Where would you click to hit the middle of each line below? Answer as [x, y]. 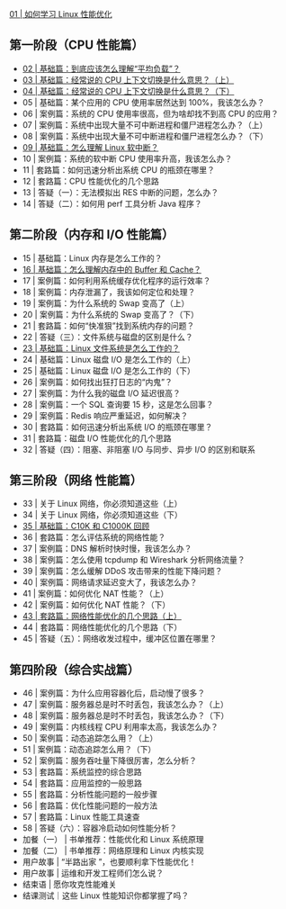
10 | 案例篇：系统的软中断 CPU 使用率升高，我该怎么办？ [127, 158]
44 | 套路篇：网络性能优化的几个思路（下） [102, 627]
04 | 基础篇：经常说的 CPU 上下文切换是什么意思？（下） [128, 91]
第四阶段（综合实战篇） [74, 670]
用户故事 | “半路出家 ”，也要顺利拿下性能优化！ [109, 862]
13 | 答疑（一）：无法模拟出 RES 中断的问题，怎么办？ [120, 192]
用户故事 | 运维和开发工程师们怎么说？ [93, 873]
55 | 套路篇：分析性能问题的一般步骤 [89, 795]
